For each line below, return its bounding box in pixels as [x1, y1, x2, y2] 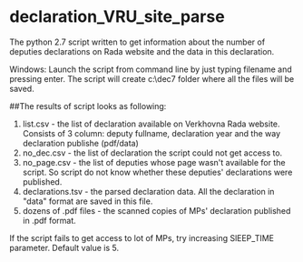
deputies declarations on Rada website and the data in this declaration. [9, 45, 275, 56]
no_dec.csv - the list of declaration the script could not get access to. [22, 147, 283, 158]
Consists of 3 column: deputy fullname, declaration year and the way [22, 127, 281, 138]
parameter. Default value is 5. [9, 242, 120, 253]
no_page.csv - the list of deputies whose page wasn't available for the [22, 156, 286, 167]
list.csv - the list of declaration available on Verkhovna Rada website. [22, 118, 280, 129]
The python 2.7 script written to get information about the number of [9, 36, 266, 47]
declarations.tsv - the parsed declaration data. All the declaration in [22, 186, 275, 196]
